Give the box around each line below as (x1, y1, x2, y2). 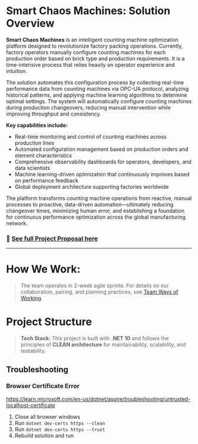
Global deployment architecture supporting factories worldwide (14, 183, 169, 190)
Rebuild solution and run (14, 432, 74, 439)
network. (6, 219, 28, 226)
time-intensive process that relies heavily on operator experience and (6, 61, 175, 68)
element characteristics (14, 152, 72, 159)
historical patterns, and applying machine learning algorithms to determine (6, 91, 187, 98)
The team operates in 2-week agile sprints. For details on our (20, 282, 169, 290)
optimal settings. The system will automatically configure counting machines (6, 97, 192, 104)
